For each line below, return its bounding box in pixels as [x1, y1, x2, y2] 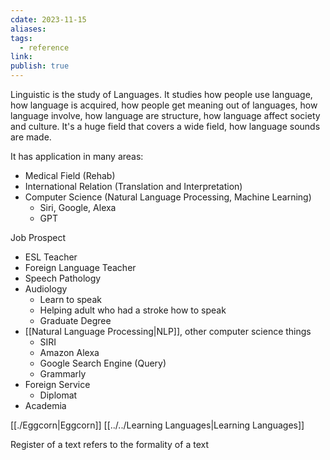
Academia [24, 400, 67, 411]
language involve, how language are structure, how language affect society [10, 110, 321, 121]
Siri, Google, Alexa [39, 202, 117, 213]
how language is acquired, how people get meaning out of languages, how [10, 99, 318, 111]
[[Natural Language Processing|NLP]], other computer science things [24, 326, 312, 337]
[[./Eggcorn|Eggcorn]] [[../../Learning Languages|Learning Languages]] [10, 419, 305, 431]
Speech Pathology [24, 272, 102, 284]
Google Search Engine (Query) [39, 357, 167, 369]
